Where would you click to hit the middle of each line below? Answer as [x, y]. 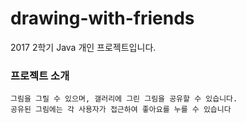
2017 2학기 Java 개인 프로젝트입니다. [83, 47]
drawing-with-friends [102, 18]
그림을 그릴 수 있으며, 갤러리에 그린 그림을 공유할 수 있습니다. [124, 99]
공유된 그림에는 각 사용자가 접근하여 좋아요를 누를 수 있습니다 [121, 110]
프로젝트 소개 [40, 75]
